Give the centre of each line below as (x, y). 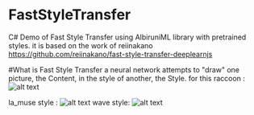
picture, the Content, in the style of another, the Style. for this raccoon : (127, 78)
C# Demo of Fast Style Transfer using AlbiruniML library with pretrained (127, 37)
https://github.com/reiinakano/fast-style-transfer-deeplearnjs (110, 54)
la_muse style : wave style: (69, 102)
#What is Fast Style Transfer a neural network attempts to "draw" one (124, 69)
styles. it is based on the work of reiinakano (81, 45)
